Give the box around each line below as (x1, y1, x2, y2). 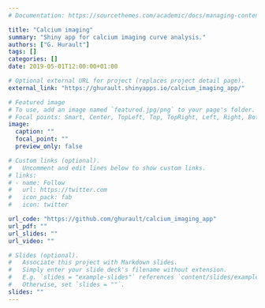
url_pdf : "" (8, 222, 47, 230)
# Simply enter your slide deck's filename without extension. (8, 266, 227, 274)
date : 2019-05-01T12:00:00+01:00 (8, 62, 118, 71)
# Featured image (8, 98, 65, 107)
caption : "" (15, 128, 55, 136)
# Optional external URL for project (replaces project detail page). (8, 77, 245, 85)
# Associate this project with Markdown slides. (8, 258, 178, 267)
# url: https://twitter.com (8, 186, 108, 194)
